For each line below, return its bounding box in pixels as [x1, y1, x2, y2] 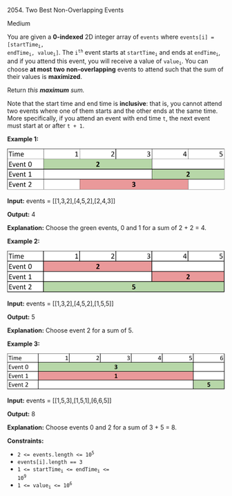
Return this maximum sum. [7, 86, 85, 94]
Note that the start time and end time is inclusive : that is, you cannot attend [7, 100, 222, 108]
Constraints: [7, 436, 44, 445]
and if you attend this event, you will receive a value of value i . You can [7, 57, 209, 67]
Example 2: [7, 237, 40, 245]
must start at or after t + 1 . [7, 121, 85, 130]
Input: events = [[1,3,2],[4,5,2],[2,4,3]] [7, 197, 116, 205]
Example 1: [7, 135, 39, 143]
